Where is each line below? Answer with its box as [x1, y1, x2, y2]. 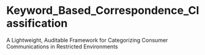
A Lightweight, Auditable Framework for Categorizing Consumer [6, 36, 168, 44]
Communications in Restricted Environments [6, 43, 118, 50]
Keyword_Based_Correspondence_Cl [6, 4, 199, 18]
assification [6, 16, 68, 30]
